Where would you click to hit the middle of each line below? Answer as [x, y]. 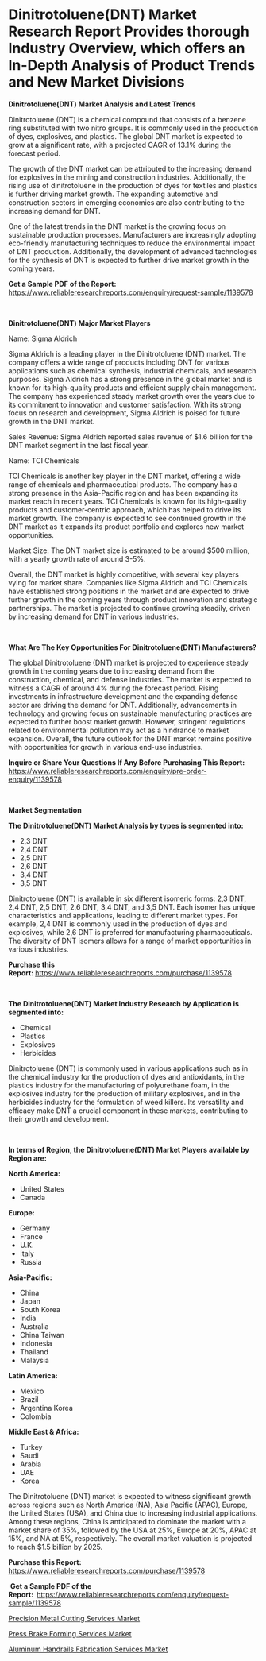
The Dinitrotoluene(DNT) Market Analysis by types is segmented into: [126, 825]
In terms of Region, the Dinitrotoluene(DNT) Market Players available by [129, 1149]
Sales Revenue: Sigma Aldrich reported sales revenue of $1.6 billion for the [130, 436]
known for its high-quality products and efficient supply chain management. [132, 388]
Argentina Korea [46, 1408]
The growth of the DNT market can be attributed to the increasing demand [130, 168]
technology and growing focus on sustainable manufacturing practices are [130, 713]
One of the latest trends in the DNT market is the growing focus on [117, 226]
